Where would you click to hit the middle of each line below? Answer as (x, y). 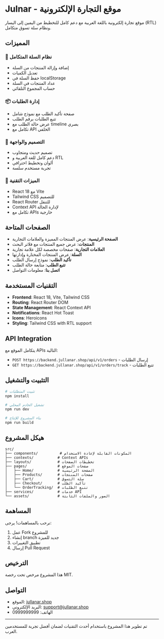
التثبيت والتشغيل (27, 380)
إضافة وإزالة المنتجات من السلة (41, 67)
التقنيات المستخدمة (31, 286)
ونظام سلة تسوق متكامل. (28, 27)
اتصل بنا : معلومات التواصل (36, 270)
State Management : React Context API (51, 308)
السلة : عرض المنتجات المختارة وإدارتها (47, 255)
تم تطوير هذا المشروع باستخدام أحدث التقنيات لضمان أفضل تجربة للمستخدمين (76, 626)
